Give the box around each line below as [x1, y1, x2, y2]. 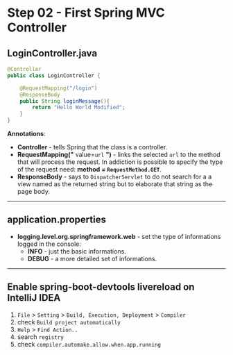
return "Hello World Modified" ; [32, 104, 126, 111]
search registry [17, 332, 64, 341]
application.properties [7, 214, 106, 226]
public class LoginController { [7, 72, 101, 79]
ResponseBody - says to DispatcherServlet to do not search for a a [17, 172, 212, 181]
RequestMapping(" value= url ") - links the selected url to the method [17, 151, 221, 158]
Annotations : [7, 130, 46, 138]
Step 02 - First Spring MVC [7, 5, 165, 21]
